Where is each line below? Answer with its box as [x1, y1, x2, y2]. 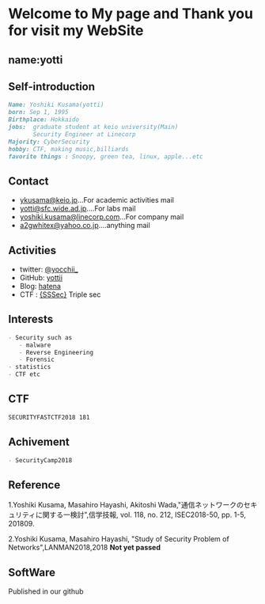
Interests [8, 313, 54, 326]
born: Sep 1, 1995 [8, 108, 69, 116]
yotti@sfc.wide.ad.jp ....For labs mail [19, 203, 136, 214]
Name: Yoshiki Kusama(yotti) [8, 101, 104, 109]
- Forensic [18, 355, 55, 364]
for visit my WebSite [8, 21, 144, 40]
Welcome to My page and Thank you [8, 5, 253, 23]
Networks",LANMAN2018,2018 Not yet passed [8, 543, 161, 553]
